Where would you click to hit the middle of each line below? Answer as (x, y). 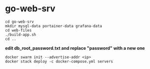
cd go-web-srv (20, 22)
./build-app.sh (21, 34)
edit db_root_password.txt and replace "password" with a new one (75, 48)
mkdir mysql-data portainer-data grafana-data (54, 26)
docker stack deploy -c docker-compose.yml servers (59, 61)
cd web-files (18, 30)
